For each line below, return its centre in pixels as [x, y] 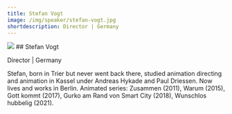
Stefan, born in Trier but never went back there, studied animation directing [115, 74]
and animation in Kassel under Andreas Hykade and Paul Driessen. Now [110, 81]
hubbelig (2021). [30, 103]
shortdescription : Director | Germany [63, 26]
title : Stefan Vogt [35, 13]
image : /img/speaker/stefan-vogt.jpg [62, 20]
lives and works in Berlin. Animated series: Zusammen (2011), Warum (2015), [116, 88]
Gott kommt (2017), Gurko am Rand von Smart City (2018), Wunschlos [107, 96]
